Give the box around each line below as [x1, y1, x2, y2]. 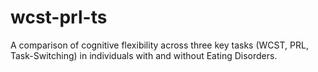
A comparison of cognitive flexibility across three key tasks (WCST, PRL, [10, 39, 309, 51]
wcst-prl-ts [10, 6, 108, 29]
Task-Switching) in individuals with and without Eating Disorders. [10, 49, 278, 61]
